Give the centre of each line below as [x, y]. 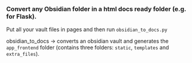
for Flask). [22, 16]
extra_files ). [23, 54]
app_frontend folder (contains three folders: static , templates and [88, 47]
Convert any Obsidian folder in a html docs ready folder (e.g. [96, 9]
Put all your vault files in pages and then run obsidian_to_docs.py [87, 29]
